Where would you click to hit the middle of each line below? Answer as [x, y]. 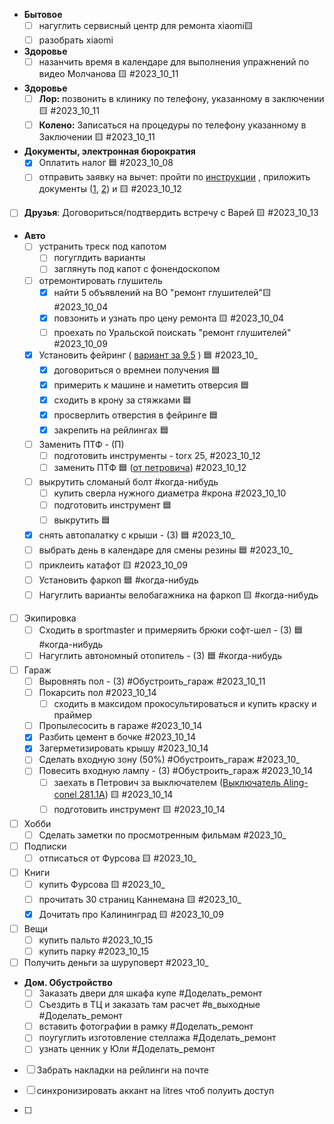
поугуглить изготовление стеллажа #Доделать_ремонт [157, 1038]
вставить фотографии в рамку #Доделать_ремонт [146, 1026]
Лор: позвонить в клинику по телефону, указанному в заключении [181, 99]
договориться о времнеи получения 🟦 [137, 370]
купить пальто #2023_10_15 [96, 940]
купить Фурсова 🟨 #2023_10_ [102, 884]
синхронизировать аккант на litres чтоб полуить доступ [155, 1091]
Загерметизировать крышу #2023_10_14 [123, 748]
